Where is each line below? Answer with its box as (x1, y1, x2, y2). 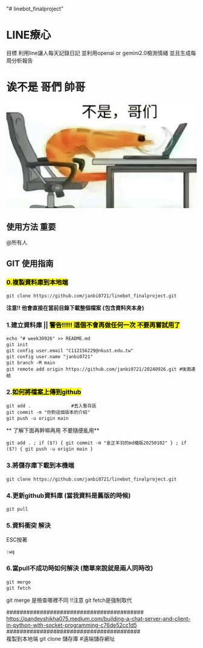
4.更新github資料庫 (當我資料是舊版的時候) (6, 491, 131, 500)
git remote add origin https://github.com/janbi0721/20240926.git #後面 (6, 366, 192, 373)
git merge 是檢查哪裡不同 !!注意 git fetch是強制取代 (6, 596, 132, 604)
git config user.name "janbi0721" (6, 354, 94, 360)
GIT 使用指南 (6, 258, 54, 269)
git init (6, 342, 28, 348)
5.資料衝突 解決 (6, 521, 51, 529)
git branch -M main (6, 360, 56, 366)
